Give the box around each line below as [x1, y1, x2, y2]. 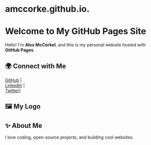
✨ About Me [5, 121, 42, 130]
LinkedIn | [5, 82, 25, 88]
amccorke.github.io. [5, 3, 90, 15]
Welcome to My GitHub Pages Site [5, 26, 146, 37]
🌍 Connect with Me [5, 62, 66, 70]
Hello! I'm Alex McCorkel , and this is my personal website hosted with [5, 42, 146, 48]
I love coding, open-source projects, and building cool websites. [5, 134, 134, 140]
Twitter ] [5, 87, 21, 93]
